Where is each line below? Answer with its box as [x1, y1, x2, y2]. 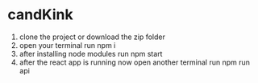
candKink [7, 6, 73, 24]
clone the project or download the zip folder [19, 32, 166, 41]
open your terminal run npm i [19, 40, 116, 49]
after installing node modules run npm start [19, 49, 163, 58]
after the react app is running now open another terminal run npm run [19, 57, 251, 67]
